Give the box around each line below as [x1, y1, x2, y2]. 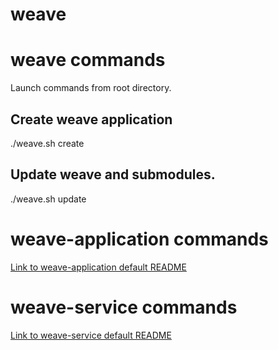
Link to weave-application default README [10, 261, 187, 273]
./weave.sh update [10, 193, 87, 205]
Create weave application [10, 111, 173, 128]
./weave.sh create [10, 137, 85, 149]
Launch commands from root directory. [10, 82, 172, 94]
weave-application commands [10, 228, 269, 250]
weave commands [10, 49, 166, 72]
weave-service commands [10, 296, 238, 318]
